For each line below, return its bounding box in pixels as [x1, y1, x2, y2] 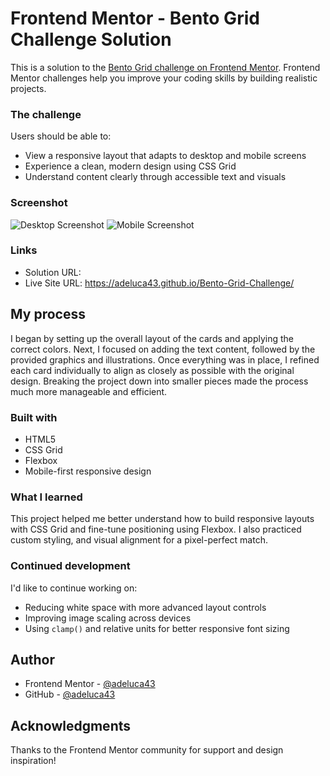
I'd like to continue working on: [10, 582, 138, 594]
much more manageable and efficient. [10, 385, 168, 397]
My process [10, 306, 86, 323]
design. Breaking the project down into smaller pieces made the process [10, 375, 309, 387]
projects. [10, 82, 47, 94]
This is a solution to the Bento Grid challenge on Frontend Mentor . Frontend [10, 61, 321, 73]
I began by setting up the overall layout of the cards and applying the [10, 332, 294, 344]
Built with [10, 410, 58, 424]
